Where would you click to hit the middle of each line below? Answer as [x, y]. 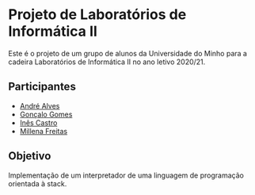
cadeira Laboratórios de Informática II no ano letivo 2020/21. [107, 62]
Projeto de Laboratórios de [97, 15]
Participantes [42, 87]
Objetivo [30, 156]
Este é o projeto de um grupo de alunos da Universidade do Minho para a [128, 53]
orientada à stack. [38, 183]
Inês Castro [38, 122]
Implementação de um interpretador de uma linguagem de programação [126, 175]
